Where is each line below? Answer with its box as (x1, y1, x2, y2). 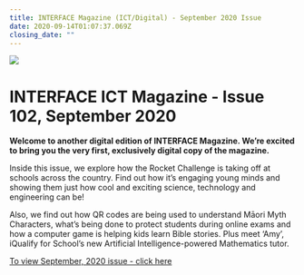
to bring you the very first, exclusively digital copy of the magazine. (9, 145, 270, 156)
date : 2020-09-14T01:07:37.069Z (9, 22, 132, 31)
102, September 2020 (9, 105, 177, 126)
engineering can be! (9, 192, 84, 202)
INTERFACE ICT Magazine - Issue (9, 86, 265, 107)
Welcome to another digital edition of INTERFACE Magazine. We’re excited (9, 135, 295, 146)
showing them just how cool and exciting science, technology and (9, 182, 256, 193)
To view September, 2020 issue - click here (9, 256, 172, 267)
